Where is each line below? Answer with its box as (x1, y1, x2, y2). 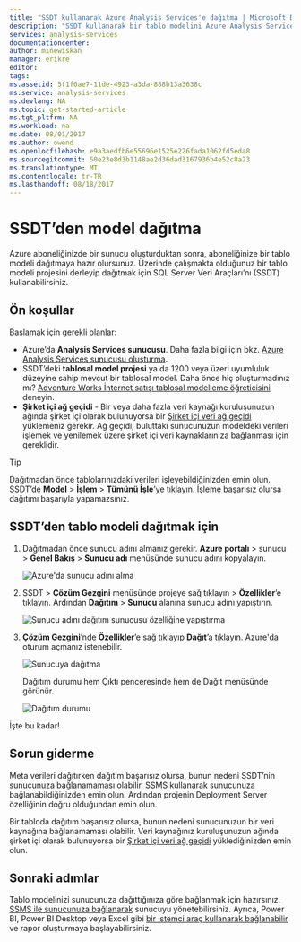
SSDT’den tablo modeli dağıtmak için (9, 519, 219, 535)
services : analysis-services (9, 30, 118, 39)
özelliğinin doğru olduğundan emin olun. (9, 798, 158, 809)
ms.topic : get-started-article (9, 105, 126, 114)
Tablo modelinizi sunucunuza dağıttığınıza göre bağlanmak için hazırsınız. (9, 894, 281, 905)
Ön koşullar (9, 302, 74, 318)
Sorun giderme (9, 746, 95, 762)
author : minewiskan (9, 47, 82, 56)
